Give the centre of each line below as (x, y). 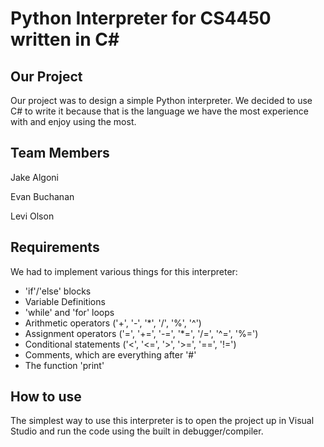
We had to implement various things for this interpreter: (124, 271)
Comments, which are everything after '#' (110, 354)
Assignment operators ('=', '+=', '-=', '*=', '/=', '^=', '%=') (141, 333)
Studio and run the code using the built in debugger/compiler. (137, 431)
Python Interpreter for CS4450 (141, 18)
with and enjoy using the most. (73, 121)
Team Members (60, 153)
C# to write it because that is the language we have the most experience (159, 111)
